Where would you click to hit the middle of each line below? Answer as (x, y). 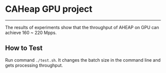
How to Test (24, 48)
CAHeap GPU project (49, 9)
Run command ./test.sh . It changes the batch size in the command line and (83, 60)
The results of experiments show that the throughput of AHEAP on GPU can (82, 27)
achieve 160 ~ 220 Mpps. (31, 33)
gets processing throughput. (34, 65)
